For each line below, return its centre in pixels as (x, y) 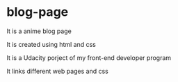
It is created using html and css (51, 44)
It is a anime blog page (39, 31)
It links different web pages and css (58, 71)
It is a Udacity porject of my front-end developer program (89, 58)
